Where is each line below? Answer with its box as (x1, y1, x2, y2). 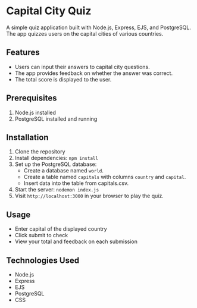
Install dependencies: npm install (14, 155, 98, 162)
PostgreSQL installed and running (14, 115, 98, 122)
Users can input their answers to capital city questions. (14, 63, 150, 70)
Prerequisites (6, 93, 57, 103)
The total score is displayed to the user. (14, 76, 112, 83)
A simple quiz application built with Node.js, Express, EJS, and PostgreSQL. (6, 24, 192, 31)
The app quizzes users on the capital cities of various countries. (6, 30, 164, 37)
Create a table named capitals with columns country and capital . (23, 174, 186, 181)
